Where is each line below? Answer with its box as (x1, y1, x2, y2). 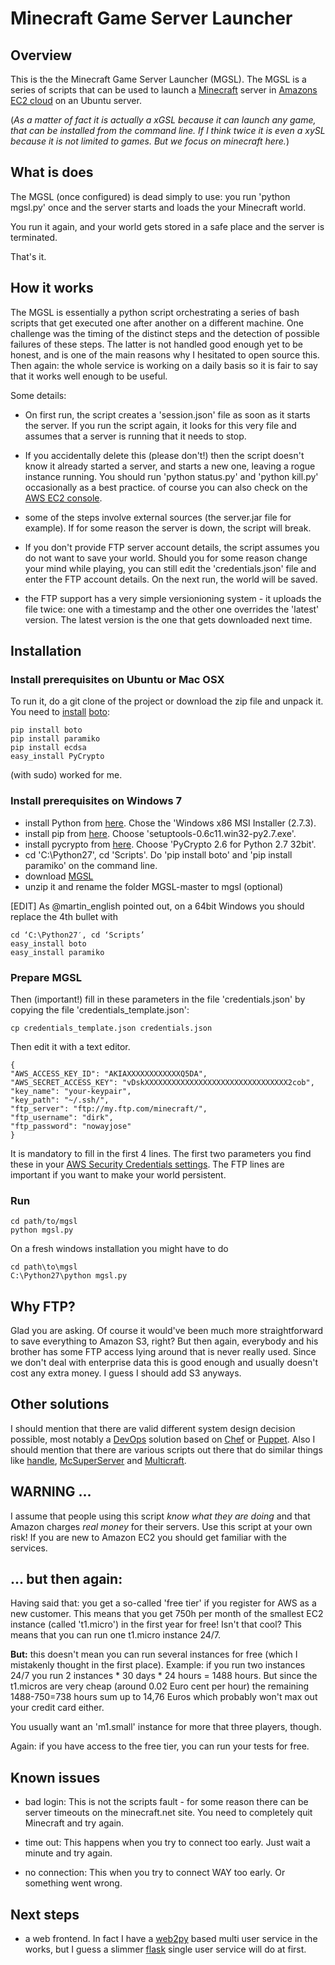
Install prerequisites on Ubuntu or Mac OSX (10, 672, 225, 686)
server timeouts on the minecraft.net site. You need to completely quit (24, 1807, 313, 1819)
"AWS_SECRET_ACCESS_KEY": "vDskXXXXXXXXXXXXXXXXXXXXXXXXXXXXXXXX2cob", (10, 1077, 315, 1087)
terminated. (10, 231, 58, 243)
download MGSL (24, 870, 94, 882)
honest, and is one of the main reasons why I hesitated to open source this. (10, 348, 320, 361)
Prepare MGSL (10, 970, 82, 984)
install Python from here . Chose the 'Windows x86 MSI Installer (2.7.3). (24, 817, 317, 829)
